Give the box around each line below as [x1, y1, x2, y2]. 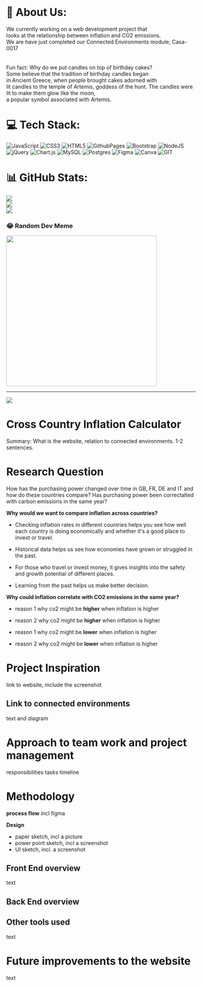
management [6, 749, 74, 762]
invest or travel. [14, 533, 54, 541]
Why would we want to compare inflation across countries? [6, 509, 158, 517]
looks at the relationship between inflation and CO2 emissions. [6, 31, 161, 39]
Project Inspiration [6, 661, 100, 675]
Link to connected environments [6, 699, 130, 709]
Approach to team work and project [6, 735, 188, 749]
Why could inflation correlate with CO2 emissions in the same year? [6, 593, 179, 600]
